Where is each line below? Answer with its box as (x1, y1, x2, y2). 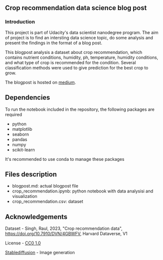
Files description (5, 170, 57, 178)
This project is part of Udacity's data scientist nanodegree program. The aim (5, 29, 159, 35)
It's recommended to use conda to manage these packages (5, 156, 125, 162)
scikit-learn (12, 147, 35, 153)
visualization (12, 193, 37, 199)
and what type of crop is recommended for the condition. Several (5, 59, 136, 65)
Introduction (5, 18, 35, 25)
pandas (12, 136, 28, 142)
